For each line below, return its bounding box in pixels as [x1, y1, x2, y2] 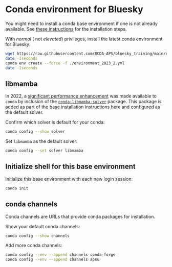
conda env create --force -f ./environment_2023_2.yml [5, 60, 125, 66]
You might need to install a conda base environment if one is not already [5, 20, 158, 27]
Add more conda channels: [5, 242, 62, 249]
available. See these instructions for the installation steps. [5, 26, 127, 32]
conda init [5, 185, 29, 191]
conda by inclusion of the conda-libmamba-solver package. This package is [5, 99, 162, 105]
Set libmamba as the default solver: [5, 138, 78, 144]
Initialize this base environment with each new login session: [5, 176, 133, 182]
